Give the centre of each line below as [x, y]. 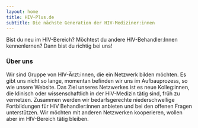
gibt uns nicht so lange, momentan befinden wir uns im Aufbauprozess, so [97, 80]
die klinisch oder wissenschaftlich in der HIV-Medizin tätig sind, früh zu [93, 93]
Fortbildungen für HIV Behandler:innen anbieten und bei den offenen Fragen [99, 106]
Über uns [20, 61]
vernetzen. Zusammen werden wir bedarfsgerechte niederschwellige [90, 99]
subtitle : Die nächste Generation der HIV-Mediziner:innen [81, 23]
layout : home [22, 12]
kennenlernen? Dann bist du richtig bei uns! [59, 46]
